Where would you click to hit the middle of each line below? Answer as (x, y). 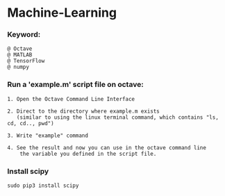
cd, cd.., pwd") (31, 123)
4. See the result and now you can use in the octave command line (107, 147)
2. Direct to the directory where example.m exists (83, 111)
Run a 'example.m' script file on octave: (75, 85)
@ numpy (18, 67)
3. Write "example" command (48, 136)
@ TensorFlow (26, 61)
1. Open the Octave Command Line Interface (71, 99)
